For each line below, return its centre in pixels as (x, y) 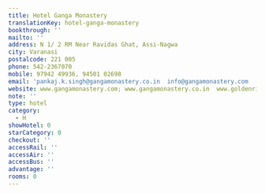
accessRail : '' (33, 147)
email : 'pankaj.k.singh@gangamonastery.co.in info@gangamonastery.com (128, 81)
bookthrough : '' (35, 30)
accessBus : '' (32, 162)
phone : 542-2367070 (40, 67)
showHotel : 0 (30, 125)
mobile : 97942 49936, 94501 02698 (65, 74)
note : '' (22, 96)
